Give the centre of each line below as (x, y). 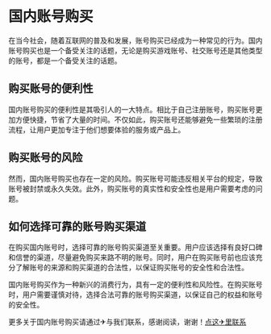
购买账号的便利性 (51, 88)
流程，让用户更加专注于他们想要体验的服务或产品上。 (97, 129)
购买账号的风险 (46, 158)
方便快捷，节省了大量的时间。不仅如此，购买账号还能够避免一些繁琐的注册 (139, 119)
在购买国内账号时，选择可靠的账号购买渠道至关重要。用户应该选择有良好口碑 (135, 248)
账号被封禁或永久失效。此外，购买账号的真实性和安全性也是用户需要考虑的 (132, 188)
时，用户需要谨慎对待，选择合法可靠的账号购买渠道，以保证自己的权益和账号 (135, 294)
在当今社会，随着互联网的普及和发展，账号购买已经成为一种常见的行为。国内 (135, 40)
